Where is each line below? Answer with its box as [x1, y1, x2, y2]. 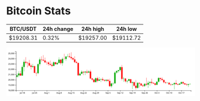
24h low [116, 26, 137, 33]
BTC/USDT [10, 26, 37, 33]
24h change [43, 26, 74, 33]
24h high [81, 26, 105, 33]
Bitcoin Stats [6, 4, 71, 18]
